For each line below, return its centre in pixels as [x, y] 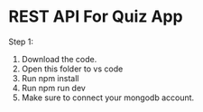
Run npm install [50, 78]
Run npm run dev [54, 88]
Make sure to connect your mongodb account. [108, 98]
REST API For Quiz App [96, 17]
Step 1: [21, 42]
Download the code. [59, 59]
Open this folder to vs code [72, 69]
